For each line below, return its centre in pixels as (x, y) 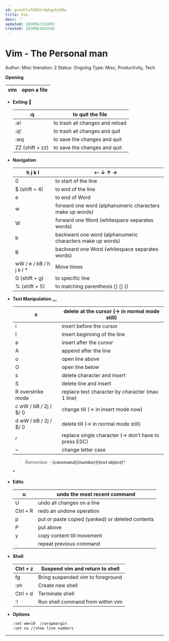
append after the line (86, 351)
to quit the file (90, 115)
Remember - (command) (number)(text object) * (75, 462)
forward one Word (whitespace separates (104, 220)
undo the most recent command (96, 494)
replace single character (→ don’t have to (110, 436)
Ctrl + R (24, 511)
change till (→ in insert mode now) (102, 409)
